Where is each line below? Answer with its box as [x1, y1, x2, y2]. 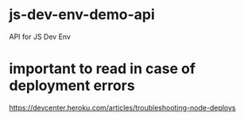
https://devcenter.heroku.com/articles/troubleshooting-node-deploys [9, 103, 236, 112]
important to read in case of [9, 60, 196, 78]
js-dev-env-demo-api [9, 6, 156, 24]
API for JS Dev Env [9, 32, 71, 41]
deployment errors [9, 77, 135, 95]
